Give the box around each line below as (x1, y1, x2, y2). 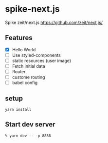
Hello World (12, 46, 36, 52)
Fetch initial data (12, 63, 45, 69)
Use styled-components (12, 52, 61, 58)
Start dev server (5, 121, 55, 129)
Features (5, 34, 33, 42)
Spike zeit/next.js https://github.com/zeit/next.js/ (5, 20, 103, 25)
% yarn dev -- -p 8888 (5, 133, 51, 138)
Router (12, 69, 26, 74)
